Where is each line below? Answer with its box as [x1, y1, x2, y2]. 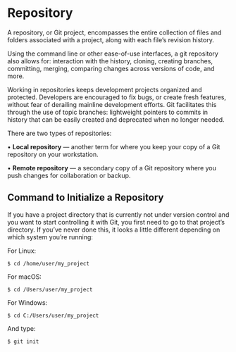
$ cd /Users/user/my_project [7, 286, 93, 293]
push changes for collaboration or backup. [7, 171, 131, 180]
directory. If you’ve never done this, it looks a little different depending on [7, 225, 221, 234]
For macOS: [7, 272, 42, 281]
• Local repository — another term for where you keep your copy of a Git [7, 142, 221, 151]
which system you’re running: [7, 232, 94, 241]
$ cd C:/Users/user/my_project [7, 312, 99, 319]
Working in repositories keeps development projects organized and [7, 85, 202, 94]
